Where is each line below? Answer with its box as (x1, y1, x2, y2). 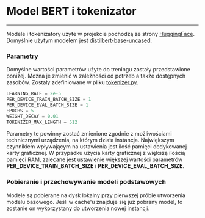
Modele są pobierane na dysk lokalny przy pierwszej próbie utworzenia (6, 191, 186, 199)
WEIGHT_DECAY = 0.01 (6, 113, 59, 120)
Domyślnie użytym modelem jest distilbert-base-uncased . (6, 37, 153, 44)
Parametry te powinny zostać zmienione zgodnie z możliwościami (6, 130, 172, 137)
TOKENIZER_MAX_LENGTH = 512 (6, 119, 78, 125)
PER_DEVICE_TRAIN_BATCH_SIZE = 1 (6, 96, 92, 103)
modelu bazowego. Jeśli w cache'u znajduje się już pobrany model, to (6, 198, 183, 205)
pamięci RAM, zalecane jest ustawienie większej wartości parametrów (6, 156, 183, 163)
